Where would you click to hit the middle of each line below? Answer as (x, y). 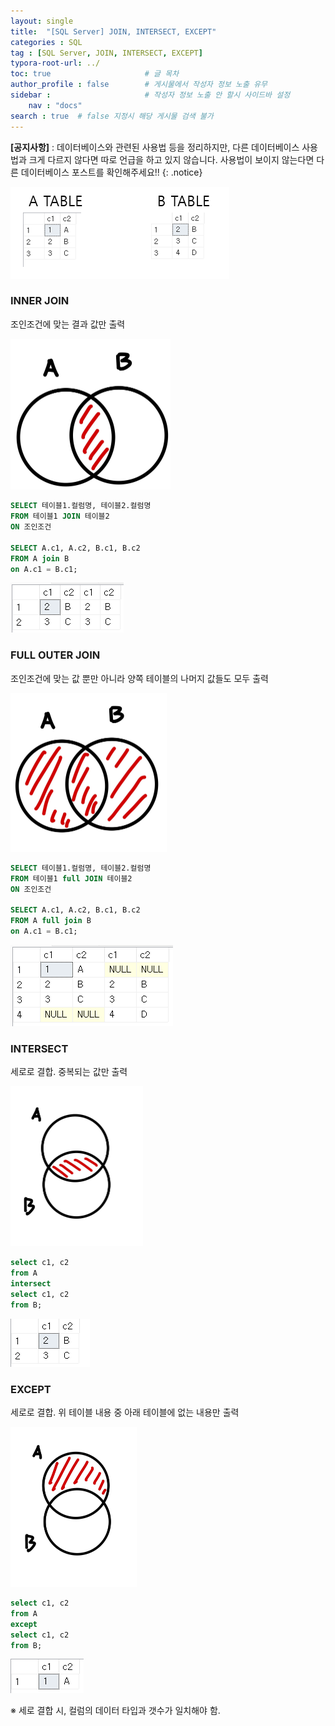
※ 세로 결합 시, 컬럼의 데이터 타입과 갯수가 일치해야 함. (115, 1711)
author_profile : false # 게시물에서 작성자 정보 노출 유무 (139, 85)
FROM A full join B (51, 921)
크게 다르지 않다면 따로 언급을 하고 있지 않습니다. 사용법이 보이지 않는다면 (171, 159)
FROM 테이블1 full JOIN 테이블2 (71, 878)
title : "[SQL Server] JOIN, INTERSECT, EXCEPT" (113, 31)
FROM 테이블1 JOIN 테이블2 (60, 516)
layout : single (42, 21)
